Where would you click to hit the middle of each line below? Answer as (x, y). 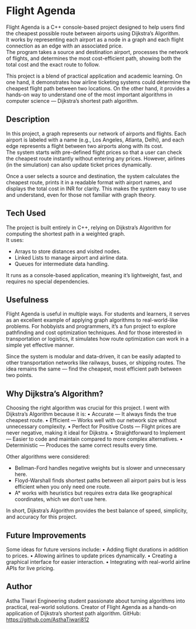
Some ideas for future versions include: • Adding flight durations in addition (97, 549)
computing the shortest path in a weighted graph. (66, 234)
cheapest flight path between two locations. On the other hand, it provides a (98, 88)
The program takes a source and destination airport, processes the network (97, 52)
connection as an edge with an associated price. (65, 46)
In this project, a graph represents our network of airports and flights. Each (96, 133)
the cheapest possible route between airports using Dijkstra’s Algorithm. (93, 33)
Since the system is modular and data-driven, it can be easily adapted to (94, 356)
